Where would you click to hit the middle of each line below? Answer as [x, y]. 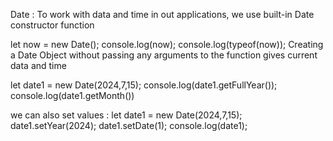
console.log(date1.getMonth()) [72, 95]
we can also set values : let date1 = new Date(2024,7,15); [126, 115]
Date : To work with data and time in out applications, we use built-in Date [162, 14]
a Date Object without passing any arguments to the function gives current [164, 55]
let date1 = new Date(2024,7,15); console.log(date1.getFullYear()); [144, 85]
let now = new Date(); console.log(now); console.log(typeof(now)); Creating [167, 44]
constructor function [52, 25]
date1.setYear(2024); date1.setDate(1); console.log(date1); [129, 125]
